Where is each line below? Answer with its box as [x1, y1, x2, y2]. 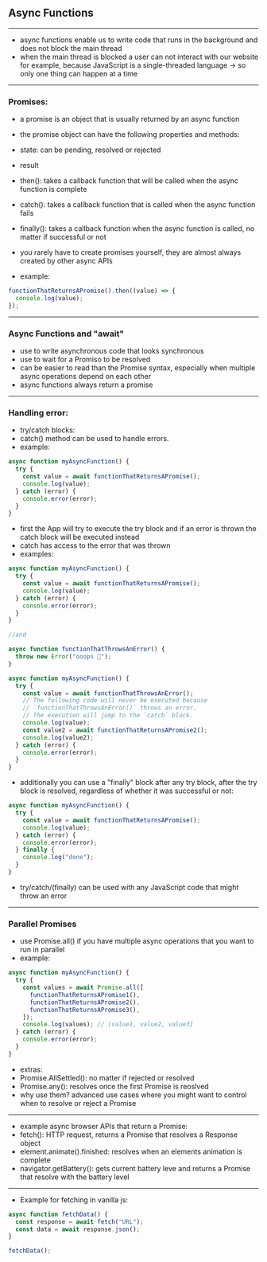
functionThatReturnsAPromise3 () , [29, 1006, 141, 1014]
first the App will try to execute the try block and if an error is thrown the [19, 524, 257, 533]
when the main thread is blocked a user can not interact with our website [19, 52, 259, 61]
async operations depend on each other [19, 372, 152, 381]
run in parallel [19, 945, 65, 955]
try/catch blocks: [19, 425, 75, 435]
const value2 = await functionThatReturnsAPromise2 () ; [22, 726, 208, 734]
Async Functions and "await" [8, 328, 125, 339]
